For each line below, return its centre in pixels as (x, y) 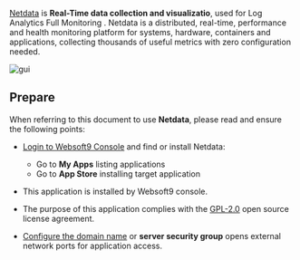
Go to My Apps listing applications (101, 164)
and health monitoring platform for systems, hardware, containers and (140, 32)
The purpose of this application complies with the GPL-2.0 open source (156, 208)
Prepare (33, 97)
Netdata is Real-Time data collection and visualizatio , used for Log (136, 13)
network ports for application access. (92, 246)
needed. (25, 52)
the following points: (48, 129)
